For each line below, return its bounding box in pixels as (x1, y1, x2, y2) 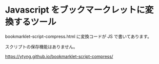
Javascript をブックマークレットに (5, 4, 145, 16)
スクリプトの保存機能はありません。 (5, 44, 78, 49)
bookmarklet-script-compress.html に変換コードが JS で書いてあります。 (5, 33, 152, 39)
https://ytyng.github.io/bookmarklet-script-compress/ (5, 53, 114, 59)
